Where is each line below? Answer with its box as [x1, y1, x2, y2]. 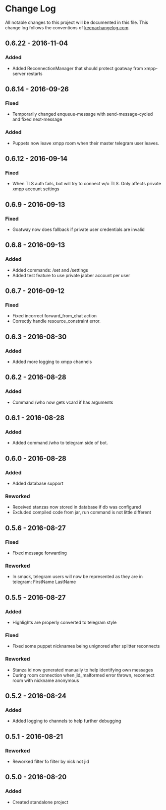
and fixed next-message [12, 116, 62, 122]
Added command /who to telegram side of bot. [12, 440, 108, 446]
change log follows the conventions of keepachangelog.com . [5, 24, 130, 30]
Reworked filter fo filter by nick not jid [12, 758, 89, 765]
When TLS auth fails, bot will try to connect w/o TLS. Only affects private [12, 181, 162, 187]
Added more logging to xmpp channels [12, 359, 92, 365]
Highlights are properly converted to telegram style [12, 619, 117, 626]
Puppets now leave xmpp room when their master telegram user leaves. [12, 140, 160, 146]
